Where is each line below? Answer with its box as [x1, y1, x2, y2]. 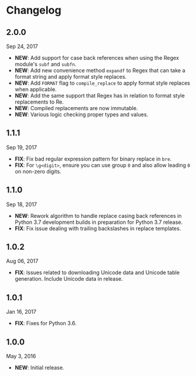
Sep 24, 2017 [6, 43, 38, 50]
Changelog [6, 4, 62, 17]
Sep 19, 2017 [6, 143, 37, 151]
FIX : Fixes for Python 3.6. [14, 320, 77, 327]
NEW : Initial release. [14, 364, 65, 371]
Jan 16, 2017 [6, 308, 37, 316]
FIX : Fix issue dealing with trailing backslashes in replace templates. [14, 224, 182, 232]
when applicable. [14, 86, 57, 92]
